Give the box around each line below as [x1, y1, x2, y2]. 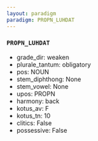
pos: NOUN [16, 67, 50, 76]
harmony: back [16, 97, 60, 105]
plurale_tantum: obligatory [16, 60, 91, 69]
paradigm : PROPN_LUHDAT [6, 17, 75, 23]
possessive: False [16, 126, 68, 134]
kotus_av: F [16, 104, 49, 112]
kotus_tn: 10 [16, 111, 51, 120]
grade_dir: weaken [16, 53, 70, 61]
